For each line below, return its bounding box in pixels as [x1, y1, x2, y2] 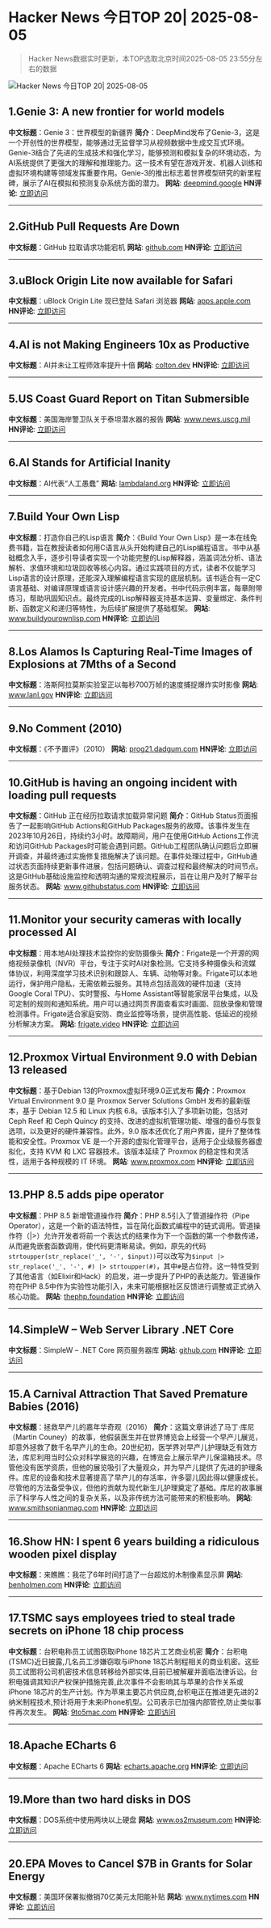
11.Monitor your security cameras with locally [8, 913, 242, 927]
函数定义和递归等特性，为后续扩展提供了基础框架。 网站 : [22, 603, 211, 612]
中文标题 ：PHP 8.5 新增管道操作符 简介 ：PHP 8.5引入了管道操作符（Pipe [8, 1210, 250, 1220]
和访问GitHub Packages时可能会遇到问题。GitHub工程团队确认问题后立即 [8, 841, 252, 851]
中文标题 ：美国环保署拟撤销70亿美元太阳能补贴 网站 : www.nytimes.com [8, 1892, 248, 1902]
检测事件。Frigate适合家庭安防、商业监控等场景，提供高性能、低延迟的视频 [8, 1009, 258, 1019]
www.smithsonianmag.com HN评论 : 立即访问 [8, 1503, 158, 1513]
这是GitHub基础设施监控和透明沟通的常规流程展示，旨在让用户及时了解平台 [8, 871, 258, 881]
